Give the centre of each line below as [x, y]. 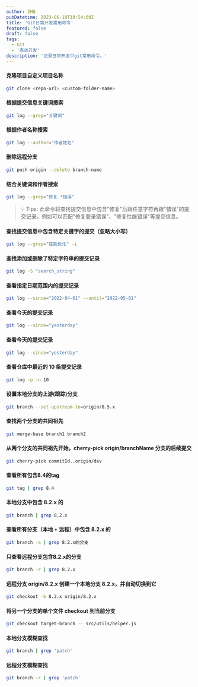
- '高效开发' [26, 50]
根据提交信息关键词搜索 [35, 103]
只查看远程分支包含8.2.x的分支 [44, 556]
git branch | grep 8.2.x [37, 515]
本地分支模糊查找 [27, 638]
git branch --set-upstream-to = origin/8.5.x [61, 407]
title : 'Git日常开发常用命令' [40, 23]
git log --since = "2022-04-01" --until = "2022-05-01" [71, 298]
